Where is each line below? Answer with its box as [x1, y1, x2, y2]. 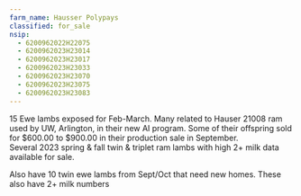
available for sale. [9, 151, 75, 162]
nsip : [9, 30, 30, 39]
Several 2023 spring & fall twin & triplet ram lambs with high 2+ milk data [9, 141, 279, 153]
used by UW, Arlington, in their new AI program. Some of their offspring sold [9, 122, 293, 133]
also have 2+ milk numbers [9, 178, 110, 189]
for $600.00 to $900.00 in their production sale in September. [9, 132, 239, 143]
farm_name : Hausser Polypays [9, 13, 119, 22]
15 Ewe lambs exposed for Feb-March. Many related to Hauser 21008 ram [9, 113, 283, 124]
